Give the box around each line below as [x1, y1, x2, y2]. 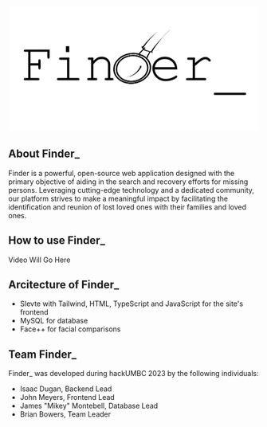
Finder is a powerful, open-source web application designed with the [8, 168, 235, 178]
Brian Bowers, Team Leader [19, 409, 112, 419]
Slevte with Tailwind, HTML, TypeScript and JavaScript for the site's [19, 299, 244, 308]
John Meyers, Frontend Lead [19, 393, 116, 402]
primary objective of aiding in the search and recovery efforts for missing [8, 177, 249, 186]
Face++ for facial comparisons [19, 324, 121, 334]
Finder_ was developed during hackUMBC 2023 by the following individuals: [8, 369, 259, 378]
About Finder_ [8, 147, 80, 161]
